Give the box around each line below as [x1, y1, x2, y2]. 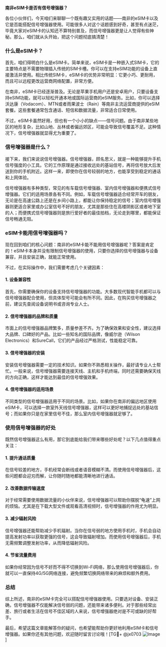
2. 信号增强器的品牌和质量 [5, 313, 58, 319]
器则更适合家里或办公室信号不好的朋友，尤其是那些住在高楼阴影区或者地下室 [5, 203, 161, 209]
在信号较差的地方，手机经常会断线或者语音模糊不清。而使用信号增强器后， [5, 467, 157, 473]
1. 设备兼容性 [5, 277, 31, 282]
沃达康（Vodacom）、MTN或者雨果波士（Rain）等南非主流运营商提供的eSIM [5, 101, 160, 107]
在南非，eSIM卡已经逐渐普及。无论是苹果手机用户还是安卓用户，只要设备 [5, 89, 154, 94]
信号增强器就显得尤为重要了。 [18, 130, 79, 136]
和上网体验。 [5, 174, 31, 180]
